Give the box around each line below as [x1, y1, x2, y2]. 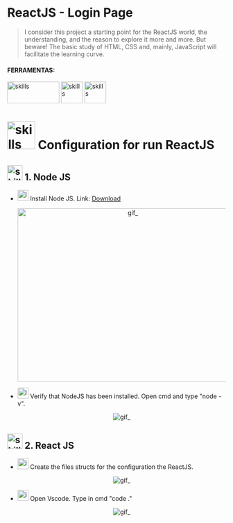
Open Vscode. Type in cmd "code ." [30, 494, 132, 502]
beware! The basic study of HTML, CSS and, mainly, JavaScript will [24, 42, 217, 51]
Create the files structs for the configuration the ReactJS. [30, 463, 194, 471]
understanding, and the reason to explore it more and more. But [24, 35, 207, 43]
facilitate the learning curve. [24, 50, 105, 58]
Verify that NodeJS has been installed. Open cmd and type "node [30, 392, 217, 400]
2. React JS [24, 439, 75, 452]
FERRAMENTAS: [7, 66, 55, 74]
